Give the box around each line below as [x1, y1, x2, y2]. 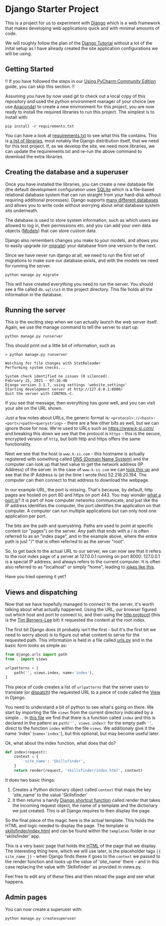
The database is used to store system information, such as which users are [5, 217, 159, 223]
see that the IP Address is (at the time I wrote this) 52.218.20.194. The [5, 472, 147, 478]
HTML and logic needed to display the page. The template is [5, 822, 129, 828]
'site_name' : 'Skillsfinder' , [23, 759, 85, 764]
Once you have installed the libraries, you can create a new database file [5, 181, 154, 187]
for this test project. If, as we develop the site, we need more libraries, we [5, 143, 155, 149]
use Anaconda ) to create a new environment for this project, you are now [5, 103, 155, 110]
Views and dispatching [5, 588, 78, 596]
